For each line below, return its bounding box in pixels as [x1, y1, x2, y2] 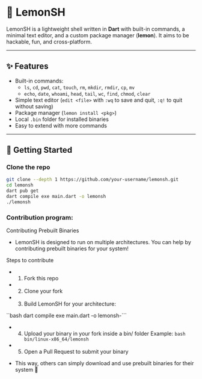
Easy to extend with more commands [14, 122, 107, 129]
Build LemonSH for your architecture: [23, 300, 116, 307]
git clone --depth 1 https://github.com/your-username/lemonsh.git [6, 177, 179, 183]
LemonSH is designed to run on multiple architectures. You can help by [14, 239, 191, 246]
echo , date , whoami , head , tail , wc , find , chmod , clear [23, 90, 151, 97]
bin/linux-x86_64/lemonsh [23, 336, 89, 342]
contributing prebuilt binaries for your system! [14, 245, 129, 252]
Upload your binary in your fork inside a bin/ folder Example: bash [23, 330, 186, 337]
